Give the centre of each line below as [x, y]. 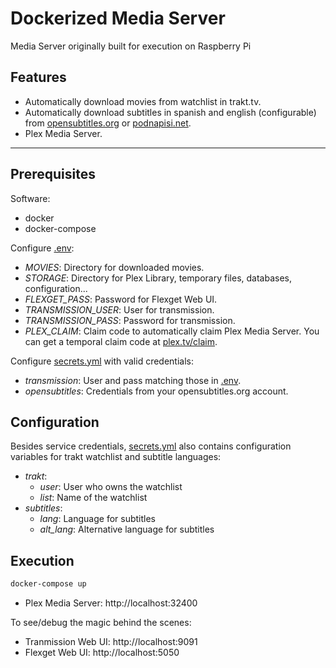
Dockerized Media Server [118, 18]
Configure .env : [42, 248]
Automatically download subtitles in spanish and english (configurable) [170, 112]
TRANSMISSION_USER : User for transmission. [119, 309]
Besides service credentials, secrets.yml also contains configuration [151, 446]
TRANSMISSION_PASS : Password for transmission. [130, 320]
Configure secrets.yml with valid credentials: [102, 361]
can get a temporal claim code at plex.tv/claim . [121, 341]
